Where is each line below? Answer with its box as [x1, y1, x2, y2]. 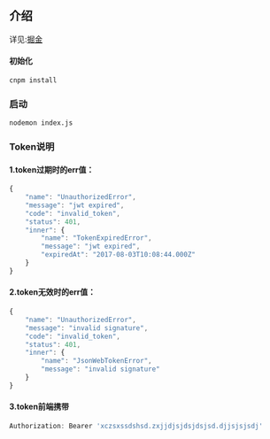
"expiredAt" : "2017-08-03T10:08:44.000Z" [41, 250, 197, 259]
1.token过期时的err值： [9, 164, 95, 174]
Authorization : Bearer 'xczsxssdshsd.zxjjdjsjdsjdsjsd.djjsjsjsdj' [9, 422, 264, 431]
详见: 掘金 [9, 34, 43, 44]
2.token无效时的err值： [9, 287, 96, 297]
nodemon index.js [9, 119, 73, 127]
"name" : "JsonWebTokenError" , [41, 357, 152, 366]
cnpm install [9, 75, 58, 85]
